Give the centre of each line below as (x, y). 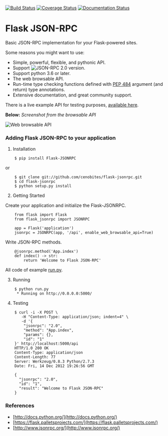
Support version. (49, 68)
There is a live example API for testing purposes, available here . (72, 105)
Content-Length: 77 (35, 357)
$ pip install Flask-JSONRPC (45, 158)
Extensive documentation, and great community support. (72, 95)
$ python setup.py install (43, 186)
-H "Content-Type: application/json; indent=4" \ (75, 317)
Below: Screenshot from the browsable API (51, 114)
